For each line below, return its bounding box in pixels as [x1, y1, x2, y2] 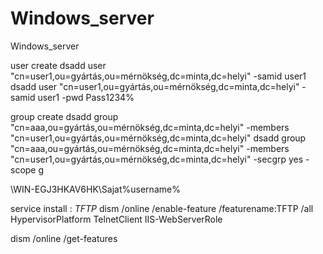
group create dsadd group [10, 110, 119, 122]
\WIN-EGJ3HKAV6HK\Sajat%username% [10, 183, 181, 195]
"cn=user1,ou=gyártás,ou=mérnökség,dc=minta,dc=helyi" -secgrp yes [10, 153, 304, 165]
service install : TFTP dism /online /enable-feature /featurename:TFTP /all [10, 202, 314, 214]
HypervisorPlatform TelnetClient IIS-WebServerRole [10, 213, 223, 225]
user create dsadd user [10, 59, 107, 71]
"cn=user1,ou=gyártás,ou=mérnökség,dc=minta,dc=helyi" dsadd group [10, 132, 307, 144]
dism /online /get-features [10, 232, 118, 244]
